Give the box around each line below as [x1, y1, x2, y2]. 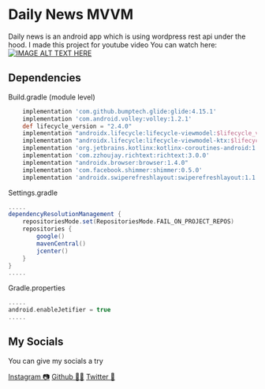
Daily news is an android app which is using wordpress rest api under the [8, 32, 246, 41]
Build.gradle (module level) [8, 92, 96, 102]
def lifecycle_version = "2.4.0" [22, 122, 132, 130]
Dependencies [8, 71, 81, 84]
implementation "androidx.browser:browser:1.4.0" [22, 159, 189, 166]
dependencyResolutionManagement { [8, 211, 122, 219]
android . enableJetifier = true [8, 306, 111, 314]
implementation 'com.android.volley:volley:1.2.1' [22, 114, 192, 123]
